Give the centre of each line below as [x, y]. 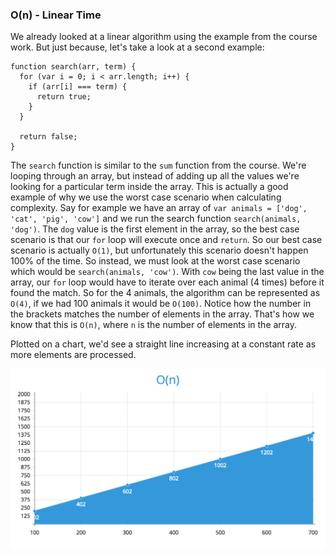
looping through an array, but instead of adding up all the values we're [155, 176]
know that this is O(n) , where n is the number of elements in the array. [154, 325]
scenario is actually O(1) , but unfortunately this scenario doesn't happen [159, 250]
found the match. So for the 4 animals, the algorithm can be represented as [165, 293]
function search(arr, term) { [73, 67]
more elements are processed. [73, 355]
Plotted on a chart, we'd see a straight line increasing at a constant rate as [163, 344]
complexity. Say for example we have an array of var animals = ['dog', [159, 208]
